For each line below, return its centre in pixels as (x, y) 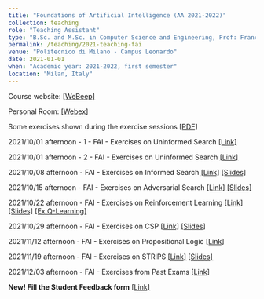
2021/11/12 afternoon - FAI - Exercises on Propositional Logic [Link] (116, 241)
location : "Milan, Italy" (50, 74)
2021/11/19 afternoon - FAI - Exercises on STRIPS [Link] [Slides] (111, 257)
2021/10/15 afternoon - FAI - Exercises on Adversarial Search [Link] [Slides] (130, 187)
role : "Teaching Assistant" (54, 30)
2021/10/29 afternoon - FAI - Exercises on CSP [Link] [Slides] (107, 226)
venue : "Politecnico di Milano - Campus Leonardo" (93, 52)
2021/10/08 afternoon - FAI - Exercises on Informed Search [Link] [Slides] (127, 172)
